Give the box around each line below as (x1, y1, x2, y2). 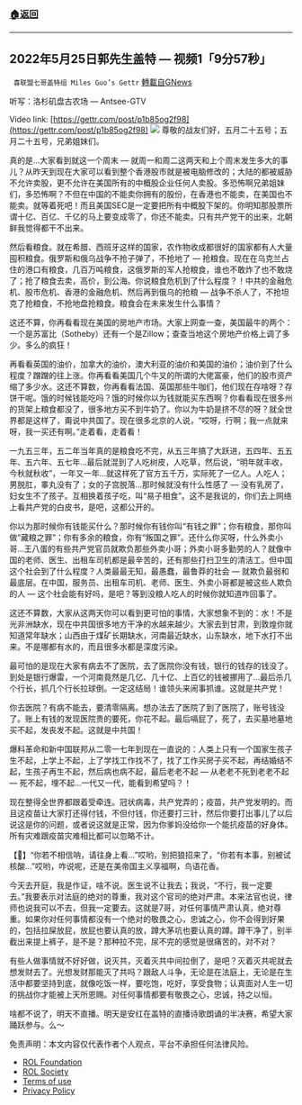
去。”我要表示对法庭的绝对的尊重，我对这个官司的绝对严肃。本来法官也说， (9, 892, 285, 902)
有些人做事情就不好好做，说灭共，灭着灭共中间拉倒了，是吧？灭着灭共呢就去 (9, 956, 293, 966)
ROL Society (22, 1066, 69, 1077)
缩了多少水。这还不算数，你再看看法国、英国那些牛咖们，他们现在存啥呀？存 (9, 381, 293, 393)
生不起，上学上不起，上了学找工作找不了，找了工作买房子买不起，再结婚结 (9, 755, 285, 766)
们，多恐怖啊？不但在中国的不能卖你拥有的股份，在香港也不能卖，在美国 (9, 189, 277, 200)
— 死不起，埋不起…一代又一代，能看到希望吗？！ (9, 777, 192, 789)
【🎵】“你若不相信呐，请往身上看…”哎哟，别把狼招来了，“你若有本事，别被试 (9, 849, 291, 861)
